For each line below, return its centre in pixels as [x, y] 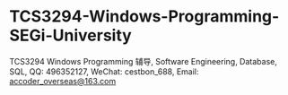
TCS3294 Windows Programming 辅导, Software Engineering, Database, [144, 61]
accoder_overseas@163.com [63, 81]
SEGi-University [70, 35]
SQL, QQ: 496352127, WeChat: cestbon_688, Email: [104, 71]
